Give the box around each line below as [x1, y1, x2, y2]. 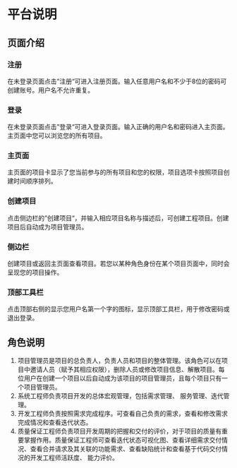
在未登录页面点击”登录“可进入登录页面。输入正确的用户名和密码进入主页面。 [7, 123, 229, 131]
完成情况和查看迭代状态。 [17, 418, 92, 427]
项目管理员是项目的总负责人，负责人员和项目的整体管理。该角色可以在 [17, 356, 222, 365]
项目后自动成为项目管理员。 [7, 222, 88, 231]
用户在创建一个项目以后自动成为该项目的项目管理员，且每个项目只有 [23, 374, 222, 383]
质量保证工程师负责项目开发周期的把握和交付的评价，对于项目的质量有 [17, 427, 222, 436]
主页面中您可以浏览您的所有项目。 [7, 131, 107, 140]
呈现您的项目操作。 [7, 268, 63, 277]
